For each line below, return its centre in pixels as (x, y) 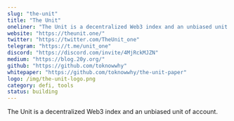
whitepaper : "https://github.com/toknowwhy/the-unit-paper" (97, 72)
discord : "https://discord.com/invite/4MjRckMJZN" (83, 53)
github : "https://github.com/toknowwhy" (67, 66)
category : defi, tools (40, 85)
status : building (33, 92)
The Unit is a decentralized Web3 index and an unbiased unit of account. (112, 112)
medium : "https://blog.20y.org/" (56, 59)
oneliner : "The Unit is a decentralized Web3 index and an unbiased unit (118, 27)
